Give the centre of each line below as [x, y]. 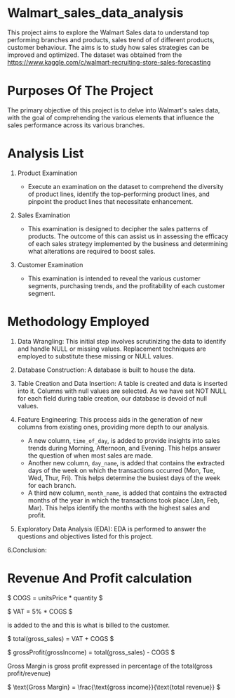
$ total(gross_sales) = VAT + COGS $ [61, 638]
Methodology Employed [78, 322]
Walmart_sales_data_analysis [95, 13]
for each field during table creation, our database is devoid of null [112, 398]
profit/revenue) [29, 673]
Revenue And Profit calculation [100, 578]
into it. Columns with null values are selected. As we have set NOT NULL [122, 391]
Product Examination [47, 173]
